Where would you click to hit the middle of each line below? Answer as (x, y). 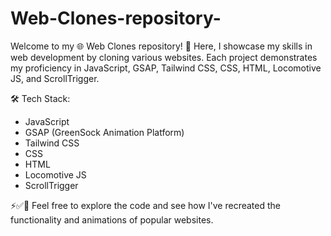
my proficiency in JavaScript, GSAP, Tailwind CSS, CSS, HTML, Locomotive (166, 68)
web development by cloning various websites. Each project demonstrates (164, 57)
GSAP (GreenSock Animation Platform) (104, 132)
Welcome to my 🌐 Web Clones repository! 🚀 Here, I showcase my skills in (161, 46)
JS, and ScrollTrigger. (55, 78)
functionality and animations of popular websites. (112, 219)
